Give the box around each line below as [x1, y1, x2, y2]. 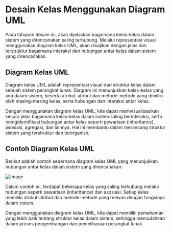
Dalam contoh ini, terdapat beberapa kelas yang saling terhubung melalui [5, 183, 159, 189]
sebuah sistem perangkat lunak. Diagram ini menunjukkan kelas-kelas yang [5, 87, 164, 93]
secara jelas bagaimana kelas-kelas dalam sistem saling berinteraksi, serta [5, 113, 162, 119]
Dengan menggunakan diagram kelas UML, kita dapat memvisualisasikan [5, 108, 159, 114]
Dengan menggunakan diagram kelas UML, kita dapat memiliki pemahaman [5, 209, 164, 216]
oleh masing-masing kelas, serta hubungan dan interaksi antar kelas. [5, 98, 150, 104]
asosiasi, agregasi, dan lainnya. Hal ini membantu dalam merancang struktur [5, 124, 166, 130]
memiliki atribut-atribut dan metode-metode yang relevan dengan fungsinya [5, 194, 165, 200]
